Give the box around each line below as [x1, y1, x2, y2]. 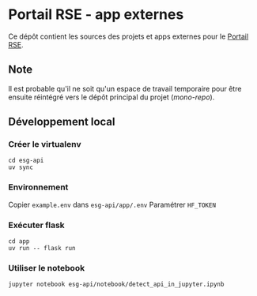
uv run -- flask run [8, 245, 77, 253]
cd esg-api [8, 156, 44, 165]
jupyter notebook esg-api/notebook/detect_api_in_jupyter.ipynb [8, 280, 225, 289]
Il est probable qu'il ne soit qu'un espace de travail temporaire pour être [8, 84, 242, 93]
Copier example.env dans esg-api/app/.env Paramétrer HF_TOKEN [8, 200, 216, 209]
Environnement [8, 182, 69, 193]
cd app [8, 238, 30, 245]
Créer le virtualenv [8, 139, 81, 150]
